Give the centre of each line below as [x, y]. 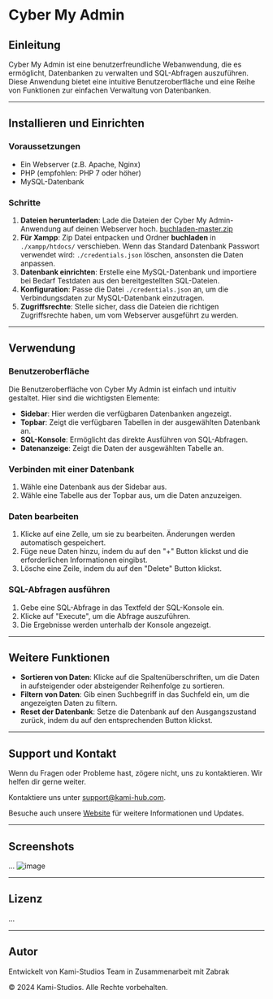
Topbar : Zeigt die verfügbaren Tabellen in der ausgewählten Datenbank [140, 422]
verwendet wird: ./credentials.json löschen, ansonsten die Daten [132, 254]
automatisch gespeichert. [63, 543]
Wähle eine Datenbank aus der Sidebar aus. [93, 487]
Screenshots [41, 846]
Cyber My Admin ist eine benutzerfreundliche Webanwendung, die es [125, 64]
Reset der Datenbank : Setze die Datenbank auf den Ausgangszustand [138, 711]
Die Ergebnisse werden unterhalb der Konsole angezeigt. [115, 625]
